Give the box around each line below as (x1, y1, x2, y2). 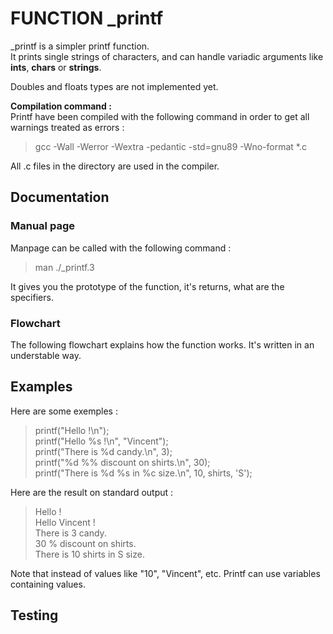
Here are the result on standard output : (10, 486, 174, 498)
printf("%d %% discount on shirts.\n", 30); (34, 456, 211, 468)
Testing (10, 607, 59, 624)
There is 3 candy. (34, 527, 107, 539)
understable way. (10, 349, 82, 361)
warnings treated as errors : (10, 121, 125, 133)
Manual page (10, 219, 75, 233)
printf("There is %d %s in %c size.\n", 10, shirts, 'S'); (34, 467, 253, 479)
